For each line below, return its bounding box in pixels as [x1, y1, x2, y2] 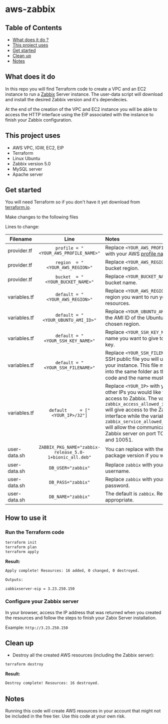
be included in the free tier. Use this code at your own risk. [5, 713, 126, 719]
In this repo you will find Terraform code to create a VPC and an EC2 [5, 86, 146, 92]
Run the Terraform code [5, 529, 64, 536]
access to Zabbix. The [104, 395, 157, 402]
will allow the [104, 424, 136, 431]
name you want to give [104, 335, 158, 342]
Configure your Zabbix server [5, 598, 79, 605]
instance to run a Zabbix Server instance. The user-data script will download [5, 91, 163, 97]
